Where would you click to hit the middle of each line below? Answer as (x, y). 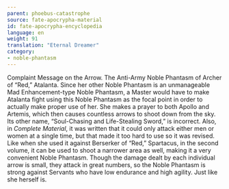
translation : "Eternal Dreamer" (53, 45)
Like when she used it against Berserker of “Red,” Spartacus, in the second (113, 143)
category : (21, 52)
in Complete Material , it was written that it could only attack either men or (111, 128)
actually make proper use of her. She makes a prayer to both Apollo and (108, 106)
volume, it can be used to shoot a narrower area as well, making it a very (109, 150)
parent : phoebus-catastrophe (49, 13)
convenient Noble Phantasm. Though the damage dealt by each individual (111, 157)
